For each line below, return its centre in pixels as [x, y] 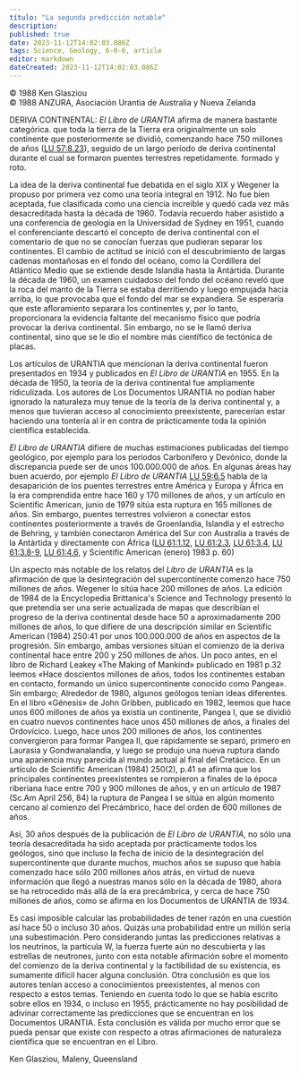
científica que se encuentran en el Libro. [84, 1041]
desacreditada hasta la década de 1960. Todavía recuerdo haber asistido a [147, 213]
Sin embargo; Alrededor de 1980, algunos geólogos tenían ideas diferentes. [149, 693]
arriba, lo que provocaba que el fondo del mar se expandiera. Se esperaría [146, 298]
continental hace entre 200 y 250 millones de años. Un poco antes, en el [143, 655]
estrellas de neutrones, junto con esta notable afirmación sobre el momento [149, 956]
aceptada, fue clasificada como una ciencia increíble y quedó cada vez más [149, 203]
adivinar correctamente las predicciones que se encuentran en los [132, 1013]
